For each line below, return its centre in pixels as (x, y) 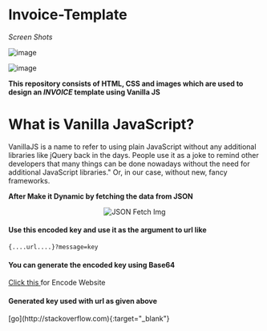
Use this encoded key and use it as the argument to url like (107, 230)
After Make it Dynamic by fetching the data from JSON (101, 196)
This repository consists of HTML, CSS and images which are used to (126, 83)
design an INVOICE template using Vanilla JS (84, 92)
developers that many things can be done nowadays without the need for (129, 163)
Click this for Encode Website (57, 283)
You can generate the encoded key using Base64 (92, 264)
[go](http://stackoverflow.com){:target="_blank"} (89, 319)
